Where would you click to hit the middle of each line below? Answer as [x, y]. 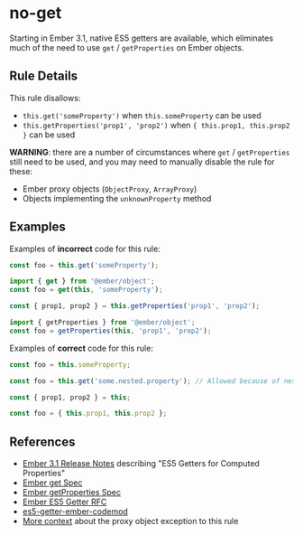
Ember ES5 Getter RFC [64, 502]
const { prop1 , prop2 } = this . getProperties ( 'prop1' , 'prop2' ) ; [135, 306]
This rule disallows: [45, 98]
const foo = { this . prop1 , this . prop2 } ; [88, 414]
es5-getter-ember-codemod [75, 512]
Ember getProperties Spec [72, 493]
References [42, 441]
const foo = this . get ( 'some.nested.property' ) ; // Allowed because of [145, 381]
